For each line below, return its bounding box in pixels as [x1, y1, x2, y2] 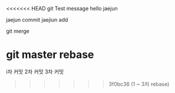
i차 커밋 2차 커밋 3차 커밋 [6, 68, 64, 75]
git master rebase [6, 48, 94, 61]
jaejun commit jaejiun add [6, 16, 68, 23]
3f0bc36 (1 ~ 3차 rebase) [108, 80, 170, 87]
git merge [6, 27, 29, 35]
